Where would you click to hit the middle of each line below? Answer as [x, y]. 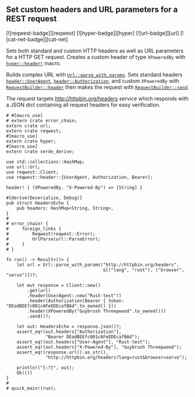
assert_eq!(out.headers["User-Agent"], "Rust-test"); [83, 342]
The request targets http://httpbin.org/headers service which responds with [97, 98]
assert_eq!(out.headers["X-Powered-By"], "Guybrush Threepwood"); [99, 347]
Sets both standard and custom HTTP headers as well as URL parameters [95, 51]
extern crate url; [28, 126]
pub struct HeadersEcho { [37, 203]
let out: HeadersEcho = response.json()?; [69, 326]
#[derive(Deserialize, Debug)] [44, 198]
